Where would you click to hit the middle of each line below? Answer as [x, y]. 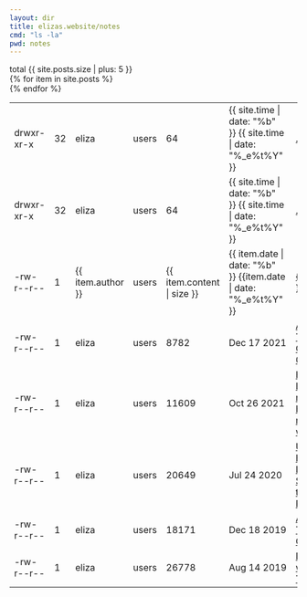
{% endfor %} [36, 89]
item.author [100, 282]
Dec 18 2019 [257, 530]
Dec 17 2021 [257, 343]
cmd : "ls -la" [37, 35]
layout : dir [32, 18]
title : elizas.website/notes [65, 26]
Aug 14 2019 [258, 568]
